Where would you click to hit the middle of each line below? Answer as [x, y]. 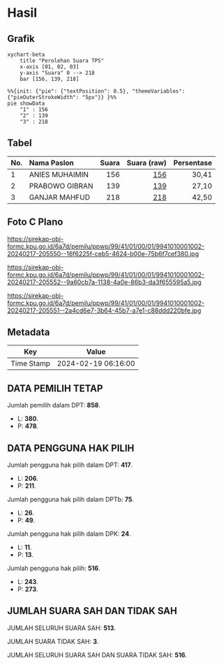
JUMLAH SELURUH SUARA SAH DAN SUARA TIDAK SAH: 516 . [97, 655]
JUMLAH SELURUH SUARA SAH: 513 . [62, 628]
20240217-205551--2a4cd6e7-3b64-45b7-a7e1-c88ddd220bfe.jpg [104, 310]
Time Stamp [31, 364]
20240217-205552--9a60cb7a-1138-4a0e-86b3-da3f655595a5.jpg [105, 282]
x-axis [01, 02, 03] [49, 67]
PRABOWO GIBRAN [61, 186]
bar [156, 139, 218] [49, 79]
